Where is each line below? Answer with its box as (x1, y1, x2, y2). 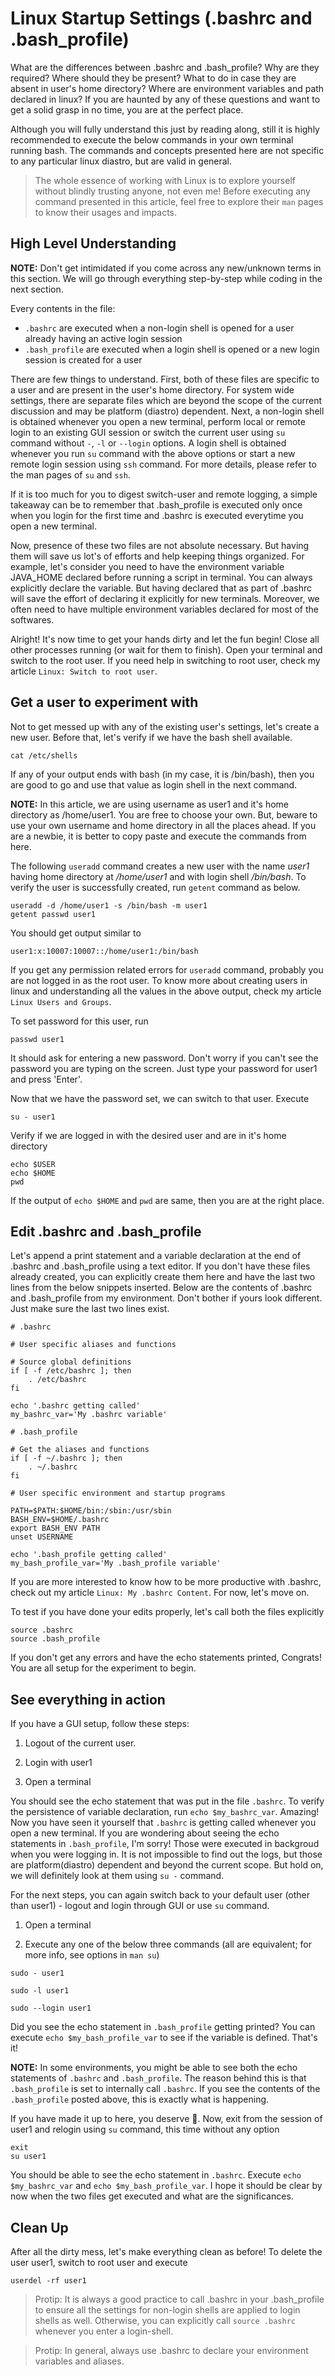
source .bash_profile (10, 1634, 101, 1644)
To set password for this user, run (10, 1015, 149, 1027)
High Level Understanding (10, 235, 177, 252)
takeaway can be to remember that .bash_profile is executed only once (10, 498, 303, 511)
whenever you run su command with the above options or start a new (10, 447, 296, 459)
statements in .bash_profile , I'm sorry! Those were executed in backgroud (10, 1838, 320, 1850)
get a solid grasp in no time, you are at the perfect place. (10, 103, 244, 116)
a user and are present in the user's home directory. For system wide (10, 383, 295, 396)
